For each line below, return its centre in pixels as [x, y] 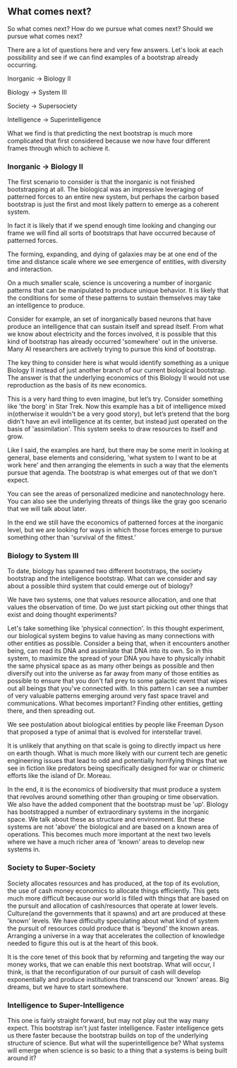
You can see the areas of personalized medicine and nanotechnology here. [116, 494]
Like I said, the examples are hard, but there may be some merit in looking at [118, 450]
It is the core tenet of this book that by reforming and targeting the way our [116, 956]
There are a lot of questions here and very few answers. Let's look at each [115, 49]
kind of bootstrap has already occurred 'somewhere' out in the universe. [113, 342]
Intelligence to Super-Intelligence [66, 1005]
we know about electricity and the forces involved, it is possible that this [112, 334]
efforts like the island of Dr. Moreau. [59, 776]
